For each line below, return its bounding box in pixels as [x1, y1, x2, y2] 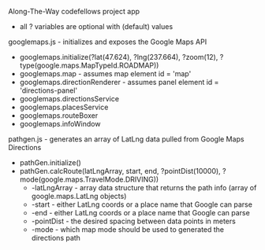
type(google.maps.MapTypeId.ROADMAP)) [19, 61, 159, 70]
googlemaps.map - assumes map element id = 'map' [19, 69, 192, 78]
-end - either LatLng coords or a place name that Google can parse [31, 208, 250, 217]
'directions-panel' [19, 86, 78, 95]
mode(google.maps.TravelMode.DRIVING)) [19, 175, 159, 184]
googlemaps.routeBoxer [19, 111, 99, 120]
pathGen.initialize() [19, 158, 81, 167]
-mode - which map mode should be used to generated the [31, 225, 225, 234]
